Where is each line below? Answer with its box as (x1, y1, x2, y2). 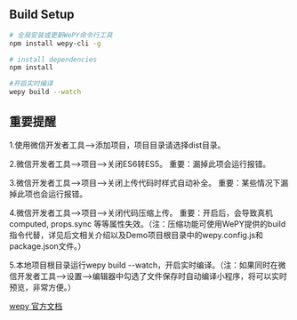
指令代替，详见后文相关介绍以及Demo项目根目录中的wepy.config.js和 (9, 229, 264, 240)
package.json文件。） (9, 240, 86, 252)
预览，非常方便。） (9, 282, 76, 292)
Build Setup (9, 7, 75, 22)
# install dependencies (9, 55, 98, 64)
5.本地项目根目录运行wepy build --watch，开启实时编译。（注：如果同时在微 (9, 260, 286, 270)
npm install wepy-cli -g (9, 39, 101, 48)
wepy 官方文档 (9, 300, 63, 311)
